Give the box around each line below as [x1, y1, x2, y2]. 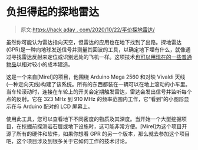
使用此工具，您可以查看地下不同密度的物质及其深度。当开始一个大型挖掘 [6, 115, 181, 122]
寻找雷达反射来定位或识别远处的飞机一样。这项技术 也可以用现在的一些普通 [11, 53, 192, 60]
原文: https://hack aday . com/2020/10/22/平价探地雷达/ [20, 26, 155, 33]
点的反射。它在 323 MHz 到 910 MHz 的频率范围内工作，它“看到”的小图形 [6, 95, 184, 102]
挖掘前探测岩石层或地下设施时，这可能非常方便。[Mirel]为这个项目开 [21, 122, 187, 130]
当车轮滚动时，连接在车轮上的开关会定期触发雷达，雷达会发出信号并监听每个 [6, 88, 192, 95]
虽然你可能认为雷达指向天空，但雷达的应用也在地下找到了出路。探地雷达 [6, 38, 181, 45]
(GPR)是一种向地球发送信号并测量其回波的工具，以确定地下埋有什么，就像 [6, 45, 186, 53]
